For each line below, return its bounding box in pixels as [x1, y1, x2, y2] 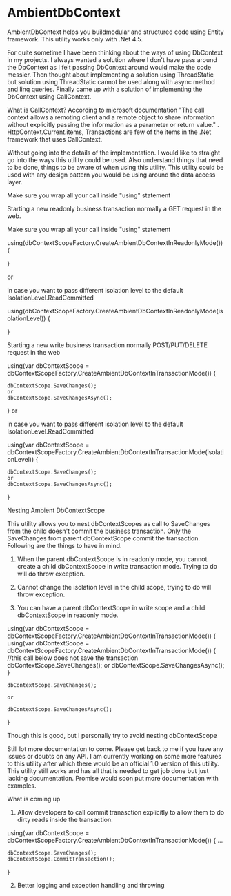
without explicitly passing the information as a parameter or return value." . [7, 120, 219, 128]
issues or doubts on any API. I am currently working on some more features [7, 752, 222, 760]
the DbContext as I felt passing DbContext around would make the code [7, 63, 212, 71]
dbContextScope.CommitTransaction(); [7, 855, 116, 862]
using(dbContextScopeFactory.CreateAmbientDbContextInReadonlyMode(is [7, 306, 223, 315]
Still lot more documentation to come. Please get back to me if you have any [7, 744, 224, 753]
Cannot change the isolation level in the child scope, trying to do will [17, 583, 212, 591]
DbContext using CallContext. [7, 92, 92, 101]
